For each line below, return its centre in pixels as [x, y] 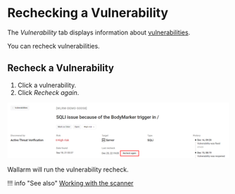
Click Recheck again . [48, 92]
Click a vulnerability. [47, 85]
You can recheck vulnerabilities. [53, 46]
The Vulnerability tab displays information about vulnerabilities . [99, 32]
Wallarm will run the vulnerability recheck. [68, 169]
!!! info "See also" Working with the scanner [70, 183]
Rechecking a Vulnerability [88, 13]
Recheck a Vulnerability [61, 68]
